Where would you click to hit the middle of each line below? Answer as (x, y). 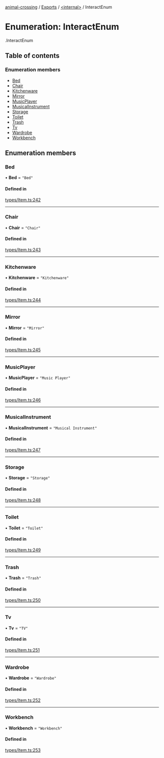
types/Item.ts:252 (23, 700)
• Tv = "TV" (17, 628)
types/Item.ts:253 (23, 750)
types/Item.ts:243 (23, 250)
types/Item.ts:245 (23, 350)
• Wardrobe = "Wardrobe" (31, 678)
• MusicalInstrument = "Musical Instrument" (51, 427)
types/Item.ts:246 (23, 400)
